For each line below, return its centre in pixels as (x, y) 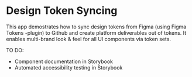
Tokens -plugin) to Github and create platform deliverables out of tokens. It (96, 32)
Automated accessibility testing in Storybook (68, 67)
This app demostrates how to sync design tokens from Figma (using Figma (96, 27)
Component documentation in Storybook (64, 61)
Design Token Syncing (62, 11)
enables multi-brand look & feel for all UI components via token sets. (89, 39)
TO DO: (15, 50)
